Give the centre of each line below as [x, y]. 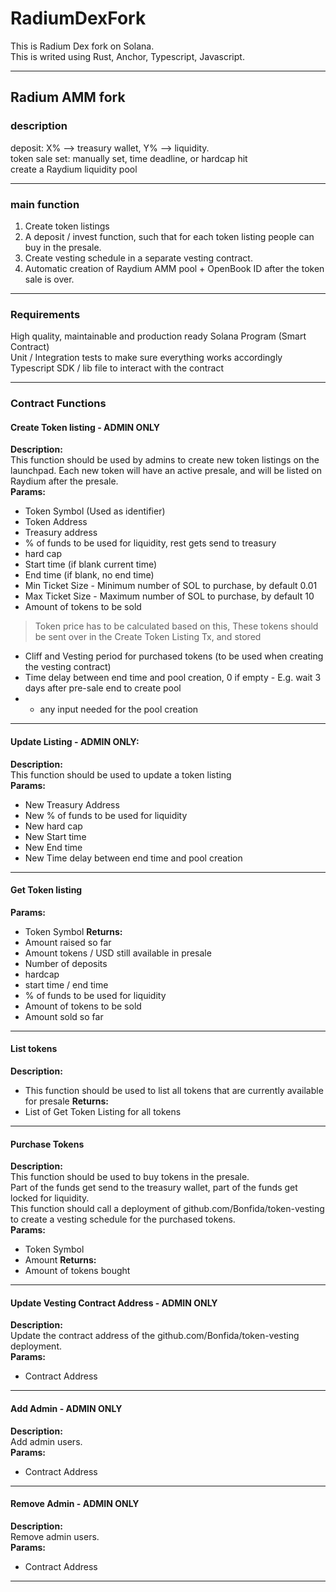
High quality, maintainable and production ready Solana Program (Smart [158, 336]
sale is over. [49, 279]
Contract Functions [58, 404]
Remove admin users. [55, 1536]
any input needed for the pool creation [119, 709]
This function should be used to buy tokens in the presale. [130, 1177]
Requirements [45, 314]
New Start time [55, 836]
